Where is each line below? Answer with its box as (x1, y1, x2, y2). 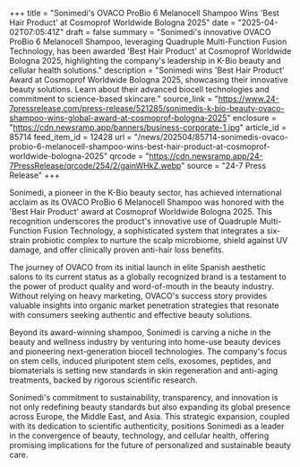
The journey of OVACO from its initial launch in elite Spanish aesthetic (9, 262, 266, 272)
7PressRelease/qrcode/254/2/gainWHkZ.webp (9, 161, 182, 171)
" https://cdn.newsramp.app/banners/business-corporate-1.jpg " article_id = (9, 122, 287, 133)
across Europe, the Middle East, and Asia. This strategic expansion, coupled (9, 411, 290, 421)
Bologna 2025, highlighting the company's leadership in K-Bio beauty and (9, 56, 281, 66)
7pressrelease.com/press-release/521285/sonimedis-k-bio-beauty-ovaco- (9, 103, 285, 113)
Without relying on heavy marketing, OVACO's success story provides (9, 291, 268, 301)
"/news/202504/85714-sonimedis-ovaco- (133, 132, 288, 142)
